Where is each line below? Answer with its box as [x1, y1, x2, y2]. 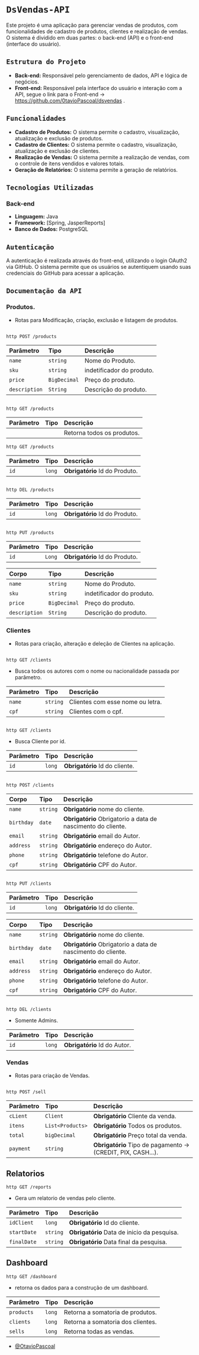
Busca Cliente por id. [14, 738, 66, 745]
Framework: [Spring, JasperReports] [14, 219, 105, 226]
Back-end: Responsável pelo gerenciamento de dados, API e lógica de [14, 72, 188, 79]
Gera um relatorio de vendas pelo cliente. [14, 1195, 116, 1202]
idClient [9, 1219, 34, 1226]
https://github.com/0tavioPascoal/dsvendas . [14, 97, 126, 104]
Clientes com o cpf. [69, 708, 123, 715]
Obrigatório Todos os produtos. [93, 1122, 182, 1130]
